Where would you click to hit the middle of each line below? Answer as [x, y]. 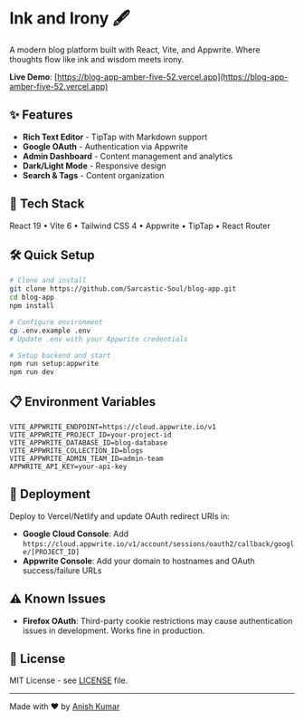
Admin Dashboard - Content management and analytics [128, 156]
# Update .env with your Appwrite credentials [99, 339]
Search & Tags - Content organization [93, 175]
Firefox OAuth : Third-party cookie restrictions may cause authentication [157, 620]
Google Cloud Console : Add [76, 534]
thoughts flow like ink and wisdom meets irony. [97, 59]
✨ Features [41, 115]
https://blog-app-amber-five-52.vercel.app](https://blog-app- [173, 77]
